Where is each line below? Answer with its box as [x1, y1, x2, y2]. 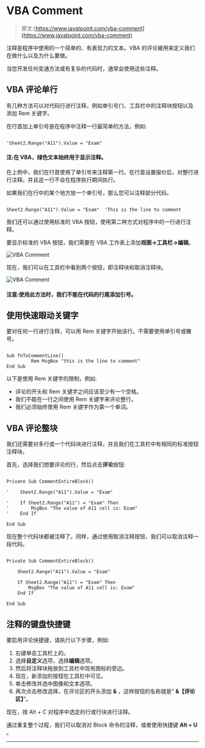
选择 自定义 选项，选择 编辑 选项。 [15, 657, 96, 664]
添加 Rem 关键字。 [6, 109, 53, 117]
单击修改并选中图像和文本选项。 [15, 679, 96, 687]
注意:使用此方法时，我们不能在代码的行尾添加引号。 [6, 291, 137, 298]
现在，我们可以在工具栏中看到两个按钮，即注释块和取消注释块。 [6, 264, 167, 271]
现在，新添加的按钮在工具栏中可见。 [15, 672, 107, 679]
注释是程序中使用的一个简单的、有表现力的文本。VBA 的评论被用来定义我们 [6, 44, 195, 51]
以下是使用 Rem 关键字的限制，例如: [6, 375, 98, 382]
